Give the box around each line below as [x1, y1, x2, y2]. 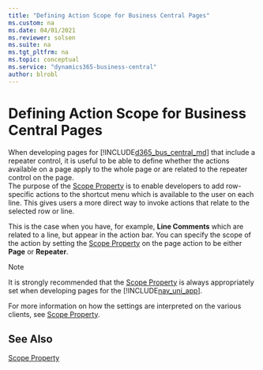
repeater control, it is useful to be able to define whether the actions [8, 156, 230, 165]
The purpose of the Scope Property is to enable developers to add [8, 181, 224, 191]
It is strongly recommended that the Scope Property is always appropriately [8, 277, 254, 287]
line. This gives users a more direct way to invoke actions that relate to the [8, 198, 250, 207]
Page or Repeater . [8, 247, 69, 256]
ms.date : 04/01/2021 [8, 26, 77, 34]
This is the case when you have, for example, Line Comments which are [8, 221, 244, 231]
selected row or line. [8, 206, 75, 216]
